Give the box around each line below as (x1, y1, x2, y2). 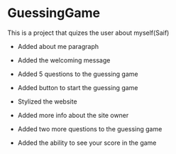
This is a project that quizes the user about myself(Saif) (7, 28, 170, 37)
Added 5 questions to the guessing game (17, 70, 138, 78)
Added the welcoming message (17, 55, 111, 65)
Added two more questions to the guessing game (17, 124, 163, 133)
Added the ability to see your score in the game (17, 138, 157, 147)
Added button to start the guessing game (17, 83, 138, 92)
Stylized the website (17, 97, 77, 106)
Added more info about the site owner (17, 111, 129, 119)
